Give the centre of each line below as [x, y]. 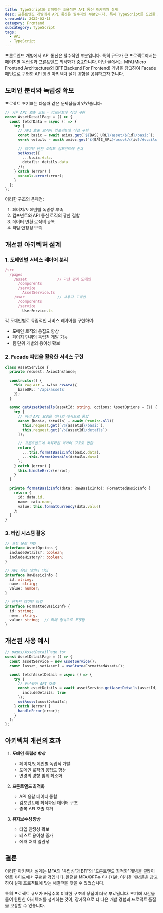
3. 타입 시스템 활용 [25, 533]
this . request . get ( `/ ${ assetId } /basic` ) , [64, 425]
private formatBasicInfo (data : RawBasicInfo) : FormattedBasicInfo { [80, 488]
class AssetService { [27, 368]
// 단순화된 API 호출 [37, 684]
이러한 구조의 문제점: [24, 199]
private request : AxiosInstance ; [43, 372]
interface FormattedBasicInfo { [38, 606]
